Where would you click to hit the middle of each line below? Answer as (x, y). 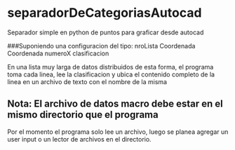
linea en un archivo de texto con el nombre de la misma (87, 81)
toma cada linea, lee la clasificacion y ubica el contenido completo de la (111, 74)
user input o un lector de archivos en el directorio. (80, 139)
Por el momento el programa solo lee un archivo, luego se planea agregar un (118, 132)
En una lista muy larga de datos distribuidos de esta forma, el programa (110, 67)
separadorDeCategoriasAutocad (105, 13)
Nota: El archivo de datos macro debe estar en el (115, 104)
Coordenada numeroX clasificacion (58, 53)
